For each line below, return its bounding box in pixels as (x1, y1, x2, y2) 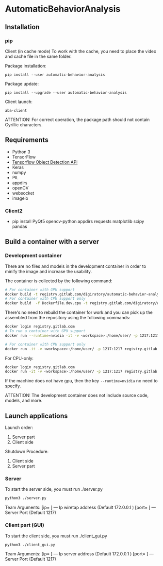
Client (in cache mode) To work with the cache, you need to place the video (5, 48, 157, 54)
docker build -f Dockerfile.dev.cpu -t (5, 301, 88, 306)
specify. (5, 383, 21, 389)
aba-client (5, 108, 27, 113)
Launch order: (5, 425, 33, 430)
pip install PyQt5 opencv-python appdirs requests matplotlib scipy (12, 218, 145, 224)
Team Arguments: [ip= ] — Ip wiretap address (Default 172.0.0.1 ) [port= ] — (5, 504, 156, 511)
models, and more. (5, 397, 43, 404)
